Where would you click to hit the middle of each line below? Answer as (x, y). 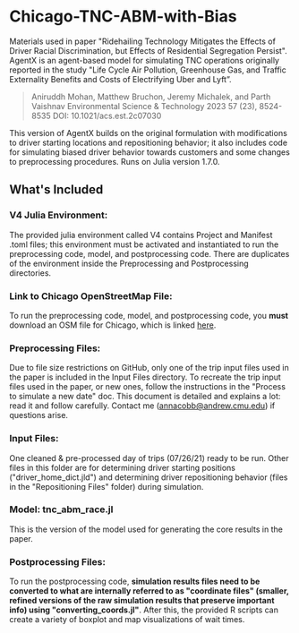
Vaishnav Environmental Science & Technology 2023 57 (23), (144, 106)
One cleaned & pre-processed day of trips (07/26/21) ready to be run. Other (149, 458)
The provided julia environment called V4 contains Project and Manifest (141, 235)
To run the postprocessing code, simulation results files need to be (135, 582)
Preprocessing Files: (55, 348)
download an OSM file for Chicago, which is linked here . (113, 325)
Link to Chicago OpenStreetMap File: (91, 295)
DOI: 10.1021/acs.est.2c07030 (107, 115)
